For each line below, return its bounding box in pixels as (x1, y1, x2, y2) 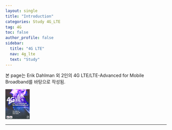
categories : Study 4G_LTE (5, 19, 60, 24)
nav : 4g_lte (10, 51, 36, 56)
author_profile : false (5, 35, 54, 40)
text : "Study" (10, 57, 40, 62)
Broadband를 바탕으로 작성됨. (5, 78, 66, 84)
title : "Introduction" (5, 13, 54, 19)
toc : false (5, 30, 29, 35)
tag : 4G (5, 25, 22, 30)
